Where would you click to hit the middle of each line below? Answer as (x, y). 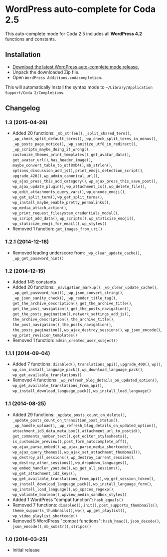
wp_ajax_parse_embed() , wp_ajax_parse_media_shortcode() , (73, 446)
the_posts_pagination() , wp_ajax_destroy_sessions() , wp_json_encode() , (87, 330)
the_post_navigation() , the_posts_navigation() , (62, 324)
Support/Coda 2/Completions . (35, 92)
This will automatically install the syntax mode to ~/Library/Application (79, 87)
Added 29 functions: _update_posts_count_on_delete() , (69, 414)
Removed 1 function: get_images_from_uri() (57, 229)
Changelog (23, 108)
